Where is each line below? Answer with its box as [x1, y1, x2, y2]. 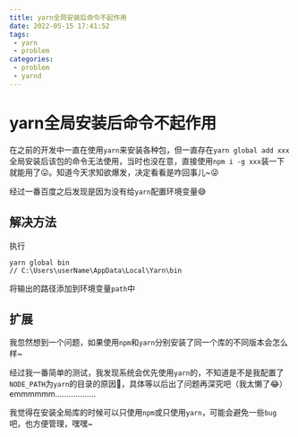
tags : [9, 30, 30, 39]
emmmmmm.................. [9, 389, 97, 399]
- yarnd [13, 72, 42, 81]
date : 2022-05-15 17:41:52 [9, 22, 110, 31]
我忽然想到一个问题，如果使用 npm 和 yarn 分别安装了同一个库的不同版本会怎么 [9, 337, 289, 348]
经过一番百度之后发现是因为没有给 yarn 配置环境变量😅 [9, 186, 207, 197]
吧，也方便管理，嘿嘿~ [9, 418, 94, 429]
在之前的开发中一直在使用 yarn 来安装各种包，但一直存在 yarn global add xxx [9, 144, 290, 155]
